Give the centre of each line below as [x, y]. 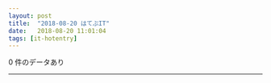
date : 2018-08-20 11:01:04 [57, 31]
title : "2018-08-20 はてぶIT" [59, 23]
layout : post [30, 16]
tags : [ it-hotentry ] [43, 38]
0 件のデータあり [36, 62]
